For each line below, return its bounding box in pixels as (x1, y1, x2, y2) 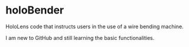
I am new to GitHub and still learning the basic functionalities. (5, 34, 155, 41)
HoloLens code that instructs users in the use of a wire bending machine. (5, 23, 184, 30)
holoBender (5, 4, 64, 17)
